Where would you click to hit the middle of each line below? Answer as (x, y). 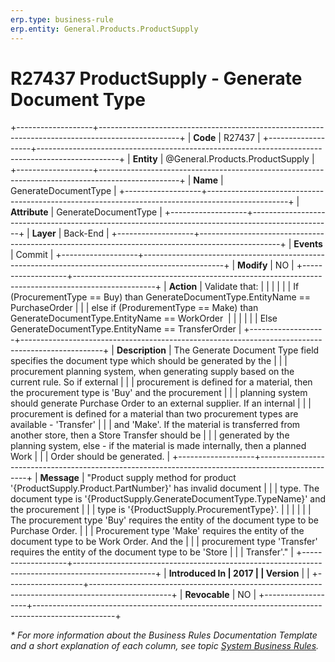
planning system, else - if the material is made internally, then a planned (158, 446)
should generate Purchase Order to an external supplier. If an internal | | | (161, 403)
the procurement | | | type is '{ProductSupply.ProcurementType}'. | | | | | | (161, 510)
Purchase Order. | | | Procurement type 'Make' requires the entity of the (157, 531)
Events (308, 244)
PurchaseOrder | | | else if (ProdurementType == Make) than (134, 308)
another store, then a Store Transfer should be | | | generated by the (150, 435)
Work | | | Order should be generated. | (90, 457)
